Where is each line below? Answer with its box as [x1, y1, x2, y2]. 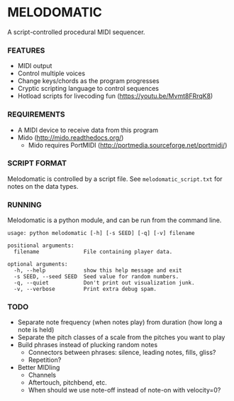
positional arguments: [7, 242, 74, 249]
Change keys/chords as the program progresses [17, 77, 160, 85]
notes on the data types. [7, 182, 79, 190]
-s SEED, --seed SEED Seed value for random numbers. [13, 273, 179, 280]
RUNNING [7, 199, 42, 209]
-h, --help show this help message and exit [13, 267, 182, 274]
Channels [28, 370, 57, 380]
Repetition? [28, 356, 62, 364]
